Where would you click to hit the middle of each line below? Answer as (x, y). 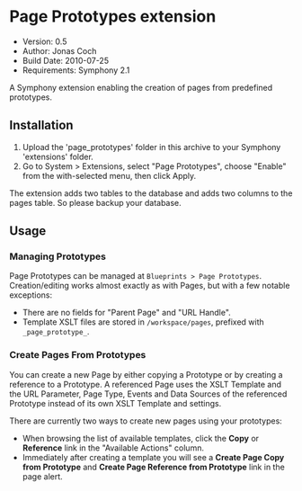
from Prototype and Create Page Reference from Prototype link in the (153, 467)
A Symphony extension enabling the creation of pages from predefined (141, 87)
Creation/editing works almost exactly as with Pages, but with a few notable (150, 286)
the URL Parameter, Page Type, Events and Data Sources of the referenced (148, 394)
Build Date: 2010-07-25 (66, 60)
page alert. (42, 476)
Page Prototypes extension (113, 17)
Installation (41, 125)
